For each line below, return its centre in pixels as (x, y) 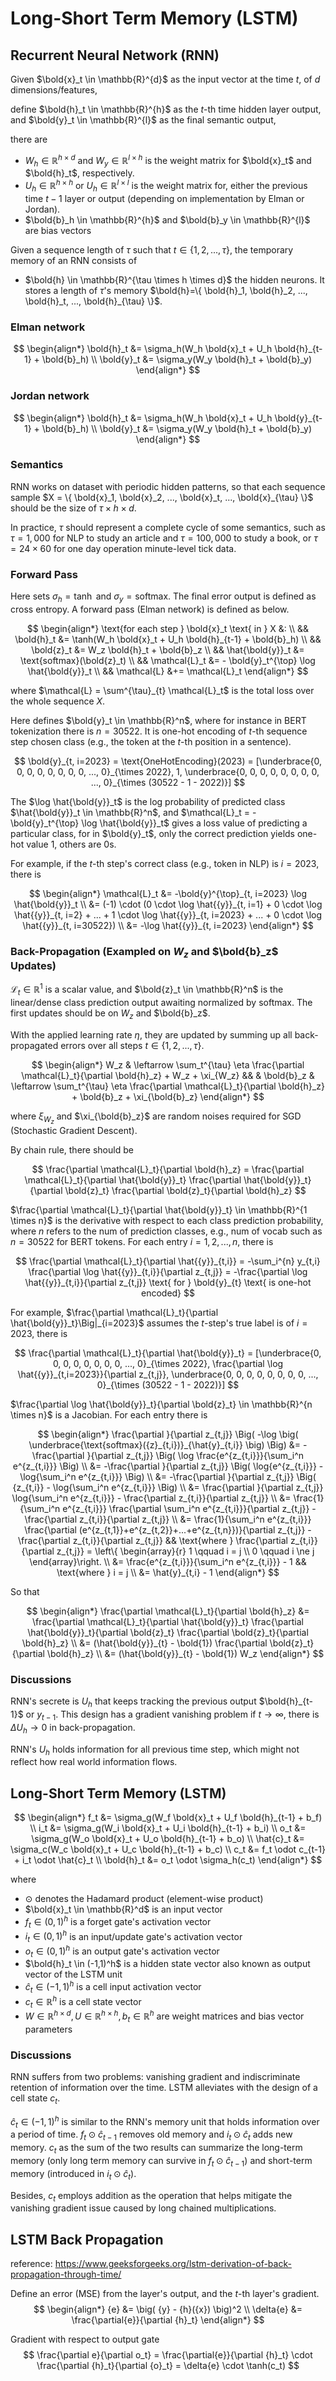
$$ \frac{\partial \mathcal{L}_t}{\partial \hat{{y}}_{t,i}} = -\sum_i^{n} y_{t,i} (168, 1261)
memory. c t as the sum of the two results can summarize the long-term (156, 2149)
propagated (34, 1045)
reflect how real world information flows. (94, 1762)
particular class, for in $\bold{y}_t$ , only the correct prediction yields (153, 833)
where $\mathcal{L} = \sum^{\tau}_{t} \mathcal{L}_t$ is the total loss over (162, 690)
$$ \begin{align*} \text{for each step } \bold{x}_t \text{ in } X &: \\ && (168, 628)
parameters (48, 2029)
